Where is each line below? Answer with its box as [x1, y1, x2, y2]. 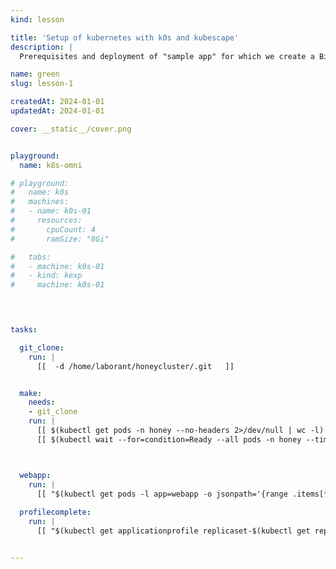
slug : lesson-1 [10, 79, 74, 89]
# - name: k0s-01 [10, 206, 92, 216]
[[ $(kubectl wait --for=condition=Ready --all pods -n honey [36, 434, 302, 445]
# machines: [10, 197, 70, 207]
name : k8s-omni [19, 160, 83, 170]
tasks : [10, 325, 38, 335]
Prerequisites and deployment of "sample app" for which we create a [19, 51, 315, 61]
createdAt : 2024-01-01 [10, 97, 105, 107]
